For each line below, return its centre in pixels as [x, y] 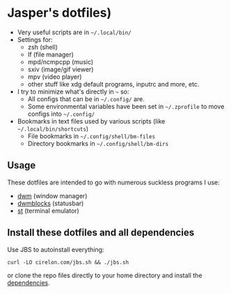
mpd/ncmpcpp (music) [61, 61]
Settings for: [35, 39]
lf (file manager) [51, 54]
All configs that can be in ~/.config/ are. [86, 98]
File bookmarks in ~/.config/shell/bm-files [91, 136]
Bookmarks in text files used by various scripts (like [91, 121]
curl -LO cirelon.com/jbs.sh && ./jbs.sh [68, 262]
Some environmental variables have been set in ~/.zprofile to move [126, 106]
